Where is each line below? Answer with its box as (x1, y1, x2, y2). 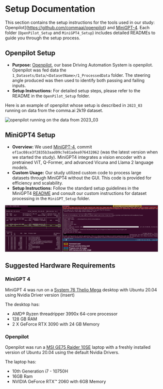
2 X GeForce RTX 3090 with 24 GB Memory (12, 321, 100, 327)
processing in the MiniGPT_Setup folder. (12, 195, 91, 201)
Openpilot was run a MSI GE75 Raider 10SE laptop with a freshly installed (5, 344, 151, 350)
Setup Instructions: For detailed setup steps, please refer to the (12, 87, 141, 93)
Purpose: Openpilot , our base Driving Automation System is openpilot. (12, 62, 153, 68)
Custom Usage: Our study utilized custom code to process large (12, 169, 142, 175)
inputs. (12, 83, 26, 88)
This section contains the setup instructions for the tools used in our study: (5, 19, 155, 25)
